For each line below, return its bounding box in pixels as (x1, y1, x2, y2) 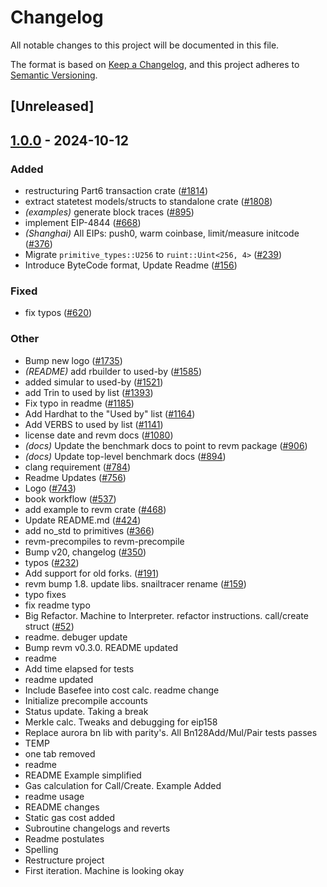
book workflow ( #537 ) (24, 492, 117, 505)
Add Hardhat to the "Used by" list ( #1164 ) (24, 407, 196, 420)
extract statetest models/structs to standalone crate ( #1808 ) (24, 196, 273, 208)
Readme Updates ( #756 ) (24, 471, 127, 483)
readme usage (24, 790, 85, 802)
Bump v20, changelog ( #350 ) (24, 546, 147, 558)
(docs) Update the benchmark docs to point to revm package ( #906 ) (24, 439, 308, 451)
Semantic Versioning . (10, 69, 98, 81)
